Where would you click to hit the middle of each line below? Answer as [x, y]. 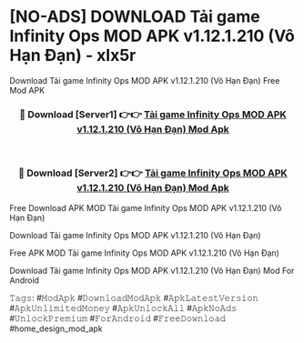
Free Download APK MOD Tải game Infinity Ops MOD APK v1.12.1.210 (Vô [146, 207]
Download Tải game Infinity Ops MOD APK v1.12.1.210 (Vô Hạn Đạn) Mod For [152, 270]
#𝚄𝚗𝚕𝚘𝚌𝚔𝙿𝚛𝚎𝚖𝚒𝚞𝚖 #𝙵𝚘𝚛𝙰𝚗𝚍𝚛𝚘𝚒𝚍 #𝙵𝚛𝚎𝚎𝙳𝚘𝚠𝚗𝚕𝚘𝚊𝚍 [117, 318]
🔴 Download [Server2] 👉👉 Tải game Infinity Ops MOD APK [153, 173]
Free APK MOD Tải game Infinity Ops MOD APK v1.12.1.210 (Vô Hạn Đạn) [144, 253]
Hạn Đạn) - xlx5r [73, 55]
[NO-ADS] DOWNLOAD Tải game [135, 17]
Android [24, 280]
